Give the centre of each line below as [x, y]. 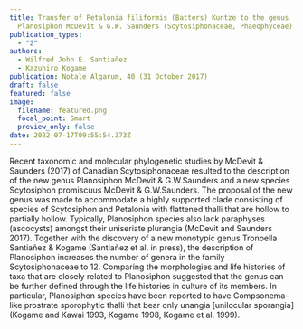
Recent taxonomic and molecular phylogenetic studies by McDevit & [137, 161]
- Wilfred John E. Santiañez [72, 60]
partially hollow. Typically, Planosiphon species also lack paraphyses [137, 219]
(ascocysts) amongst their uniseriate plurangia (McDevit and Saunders [141, 228]
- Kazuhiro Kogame [52, 69]
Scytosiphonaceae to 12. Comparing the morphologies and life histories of [147, 267]
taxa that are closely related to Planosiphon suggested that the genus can [147, 276]
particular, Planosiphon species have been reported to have [120, 296]
